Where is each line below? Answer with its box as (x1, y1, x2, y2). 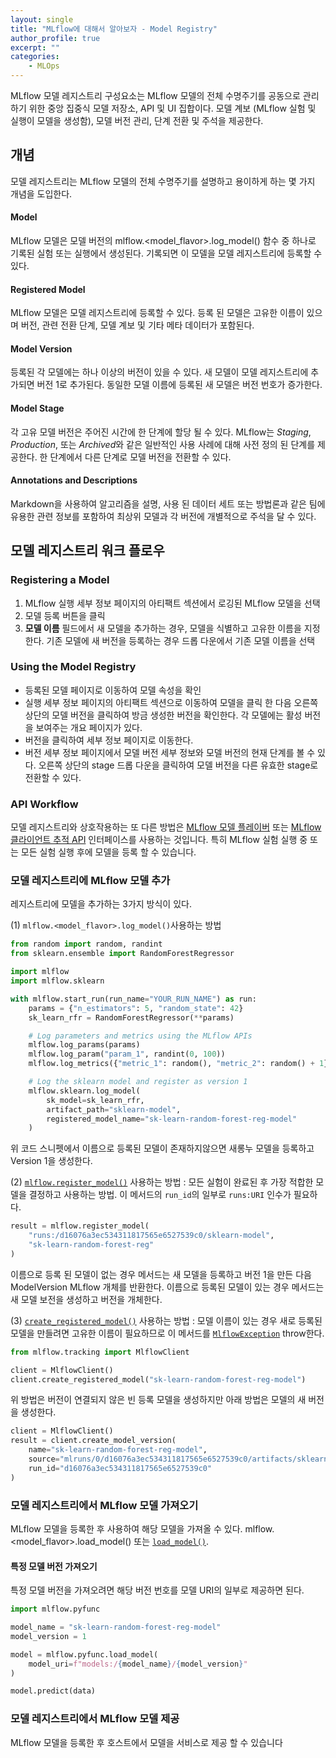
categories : (10, 52, 60, 62)
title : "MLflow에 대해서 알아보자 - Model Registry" (10, 24, 218, 34)
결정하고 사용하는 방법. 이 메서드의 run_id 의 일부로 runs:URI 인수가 (28, 1189, 292, 1201)
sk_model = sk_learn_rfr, (46, 1095, 145, 1105)
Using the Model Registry (10, 660, 137, 674)
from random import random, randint (10, 939, 163, 950)
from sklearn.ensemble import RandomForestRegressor (10, 949, 235, 959)
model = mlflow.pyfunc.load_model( (10, 1649, 159, 1660)
